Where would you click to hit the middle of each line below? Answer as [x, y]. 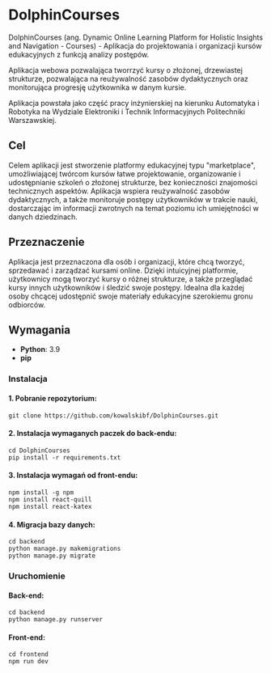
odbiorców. [27, 304]
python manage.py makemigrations [65, 549]
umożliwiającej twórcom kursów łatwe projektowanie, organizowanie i [125, 174]
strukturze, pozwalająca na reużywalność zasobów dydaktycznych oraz [129, 78]
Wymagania [40, 330]
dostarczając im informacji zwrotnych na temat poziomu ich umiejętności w [134, 208]
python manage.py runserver [56, 620]
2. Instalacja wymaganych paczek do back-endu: [93, 434]
